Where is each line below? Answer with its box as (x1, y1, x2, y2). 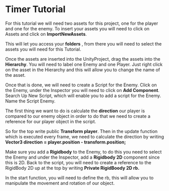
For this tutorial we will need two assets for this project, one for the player (5, 20, 158, 26)
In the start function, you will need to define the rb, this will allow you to (5, 174, 154, 180)
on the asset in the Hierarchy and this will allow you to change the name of (5, 67, 160, 73)
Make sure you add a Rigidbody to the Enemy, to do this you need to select (5, 149, 162, 155)
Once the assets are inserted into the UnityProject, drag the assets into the (5, 56, 160, 62)
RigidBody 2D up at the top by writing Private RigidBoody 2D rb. (5, 165, 140, 171)
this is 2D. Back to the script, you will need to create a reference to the (5, 159, 151, 165)
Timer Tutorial (5, 4, 66, 15)
